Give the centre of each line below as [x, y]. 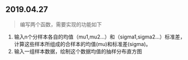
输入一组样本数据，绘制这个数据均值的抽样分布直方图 [78, 51]
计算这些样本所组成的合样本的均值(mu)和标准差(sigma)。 [82, 44]
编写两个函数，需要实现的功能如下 [61, 24]
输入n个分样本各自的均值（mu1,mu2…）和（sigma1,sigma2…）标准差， [100, 37]
